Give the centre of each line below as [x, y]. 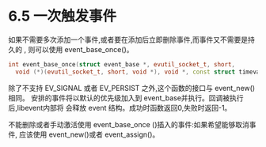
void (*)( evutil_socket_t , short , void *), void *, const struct [125, 72]
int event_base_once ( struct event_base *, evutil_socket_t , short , [122, 64]
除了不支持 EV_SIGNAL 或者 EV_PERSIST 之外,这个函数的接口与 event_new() [132, 88]
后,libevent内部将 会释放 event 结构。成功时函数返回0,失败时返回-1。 [120, 107]
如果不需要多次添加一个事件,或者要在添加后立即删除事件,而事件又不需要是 [128, 40]
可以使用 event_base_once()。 [84, 49]
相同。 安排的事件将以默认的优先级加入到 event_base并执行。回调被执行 [126, 98]
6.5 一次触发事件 [63, 16]
